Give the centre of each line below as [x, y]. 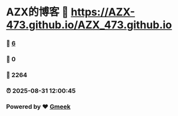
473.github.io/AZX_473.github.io [89, 25]
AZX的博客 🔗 [37, 12]
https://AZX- [103, 12]
